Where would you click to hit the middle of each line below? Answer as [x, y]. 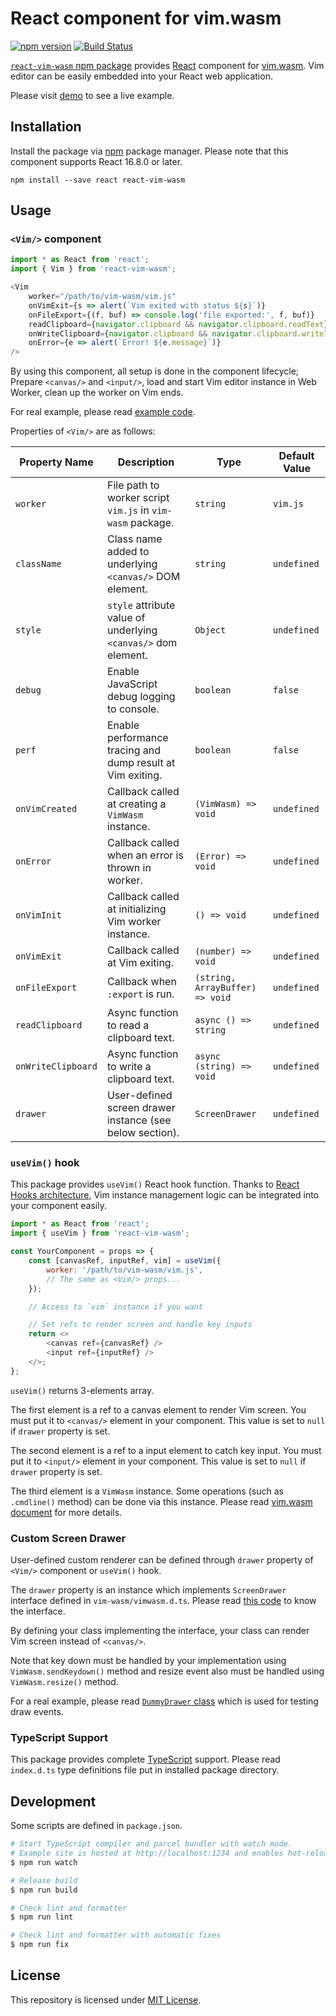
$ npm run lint [42, 1917]
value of [126, 618]
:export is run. [140, 994]
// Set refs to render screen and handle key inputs [140, 1325]
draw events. [37, 1712]
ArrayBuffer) [225, 988]
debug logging [141, 697]
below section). [143, 1133]
